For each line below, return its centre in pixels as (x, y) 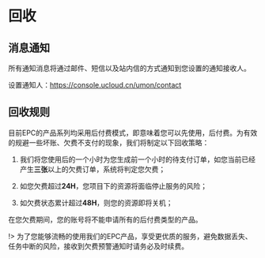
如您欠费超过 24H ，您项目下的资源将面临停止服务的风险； (114, 185)
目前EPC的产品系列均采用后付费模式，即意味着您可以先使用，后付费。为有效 (133, 133)
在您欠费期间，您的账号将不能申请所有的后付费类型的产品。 (105, 219)
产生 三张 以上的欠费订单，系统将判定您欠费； (93, 169)
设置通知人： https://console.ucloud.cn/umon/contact (95, 85)
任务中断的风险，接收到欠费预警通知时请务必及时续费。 (98, 246)
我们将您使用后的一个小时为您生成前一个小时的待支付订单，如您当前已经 (137, 159)
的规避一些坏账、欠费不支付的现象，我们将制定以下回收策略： (109, 142)
